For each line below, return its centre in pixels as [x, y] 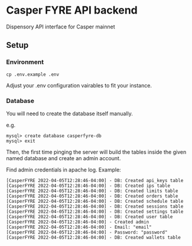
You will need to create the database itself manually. [69, 114]
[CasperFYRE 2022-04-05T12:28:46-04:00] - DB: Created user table [90, 216]
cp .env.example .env [33, 75]
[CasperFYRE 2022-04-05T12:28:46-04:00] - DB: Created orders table [92, 196]
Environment [25, 62]
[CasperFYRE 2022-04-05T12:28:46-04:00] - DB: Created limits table [92, 191]
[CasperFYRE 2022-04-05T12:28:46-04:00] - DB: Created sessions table [95, 206]
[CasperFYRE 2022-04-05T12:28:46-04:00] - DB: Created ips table [88, 186]
